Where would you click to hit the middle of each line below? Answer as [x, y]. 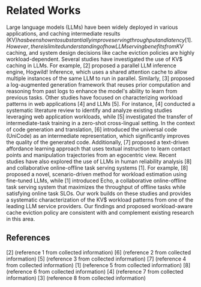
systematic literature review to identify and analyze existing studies [89, 110]
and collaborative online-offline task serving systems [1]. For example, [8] [97, 168]
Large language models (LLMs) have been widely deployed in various [92, 27]
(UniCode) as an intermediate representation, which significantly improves [98, 135]
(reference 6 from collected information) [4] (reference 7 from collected [95, 271]
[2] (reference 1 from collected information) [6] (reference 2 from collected [98, 252]
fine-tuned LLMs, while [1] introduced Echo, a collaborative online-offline [97, 181]
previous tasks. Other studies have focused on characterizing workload [94, 97]
